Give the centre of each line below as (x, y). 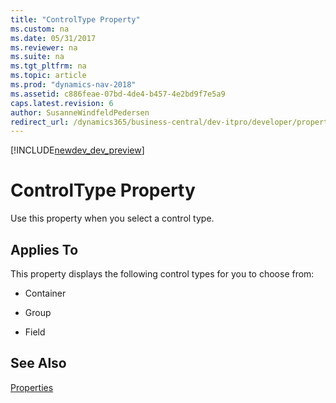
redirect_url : (40, 122)
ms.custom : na (40, 29)
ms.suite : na (37, 57)
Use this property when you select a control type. (112, 218)
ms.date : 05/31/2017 (53, 38)
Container (45, 293)
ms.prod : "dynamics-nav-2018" (73, 85)
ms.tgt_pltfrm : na (48, 66)
